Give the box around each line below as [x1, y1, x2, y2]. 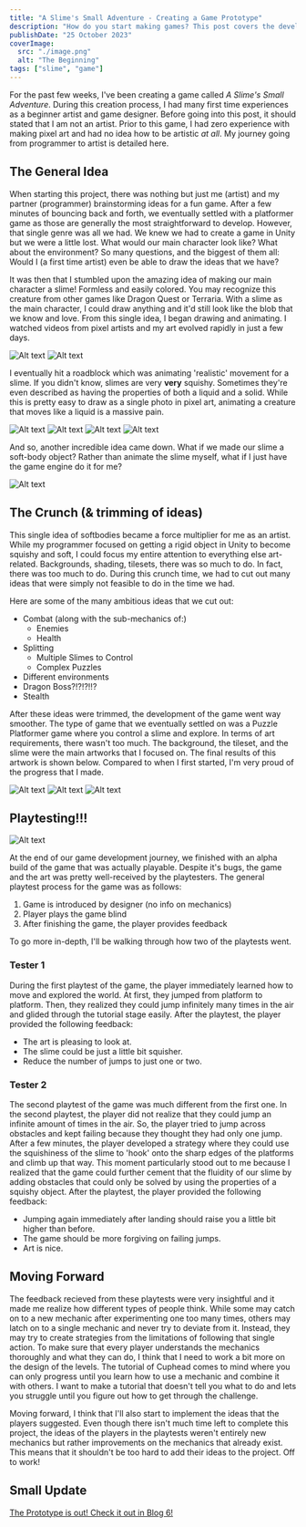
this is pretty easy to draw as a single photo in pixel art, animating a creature [9, 396, 296, 407]
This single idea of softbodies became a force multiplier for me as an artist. [9, 529, 291, 540]
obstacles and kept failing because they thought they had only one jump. [9, 1127, 283, 1138]
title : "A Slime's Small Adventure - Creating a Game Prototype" [9, 13, 262, 23]
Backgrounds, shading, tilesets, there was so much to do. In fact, [39, 558, 284, 569]
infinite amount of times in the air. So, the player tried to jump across [9, 1118, 266, 1129]
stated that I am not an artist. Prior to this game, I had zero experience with [9, 118, 290, 129]
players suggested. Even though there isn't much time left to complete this [9, 1418, 289, 1428]
